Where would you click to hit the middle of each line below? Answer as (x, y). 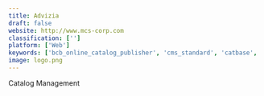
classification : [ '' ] (45, 38)
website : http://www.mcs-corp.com (66, 30)
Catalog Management (44, 83)
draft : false (30, 23)
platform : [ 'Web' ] (39, 46)
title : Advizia (34, 16)
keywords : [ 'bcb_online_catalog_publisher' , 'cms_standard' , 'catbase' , (133, 53)
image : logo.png (35, 61)
